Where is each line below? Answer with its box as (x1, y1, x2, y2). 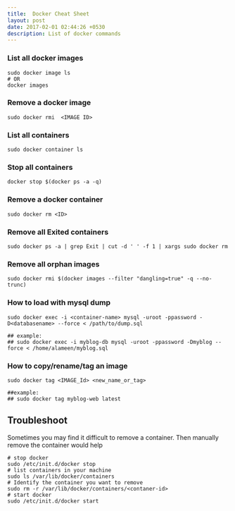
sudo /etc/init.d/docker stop (7, 460, 96, 467)
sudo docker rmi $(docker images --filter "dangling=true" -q (7, 276, 193, 283)
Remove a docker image (7, 98, 91, 108)
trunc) (7, 281, 27, 289)
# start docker (7, 491, 52, 498)
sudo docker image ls (7, 69, 71, 76)
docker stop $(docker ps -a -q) (7, 178, 102, 185)
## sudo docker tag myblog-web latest (7, 395, 121, 402)
